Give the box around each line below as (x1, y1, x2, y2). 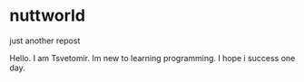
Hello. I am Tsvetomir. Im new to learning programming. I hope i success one (9, 52, 296, 63)
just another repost (9, 35, 81, 46)
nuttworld (9, 5, 86, 26)
